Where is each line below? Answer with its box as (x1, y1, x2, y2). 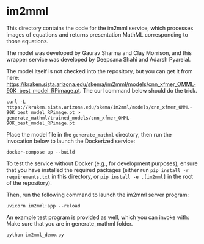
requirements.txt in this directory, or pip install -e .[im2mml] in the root (6, 173, 194, 180)
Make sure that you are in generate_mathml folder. (6, 220, 133, 227)
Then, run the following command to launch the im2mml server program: (6, 191, 189, 198)
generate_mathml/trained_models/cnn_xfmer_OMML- (6, 115, 133, 121)
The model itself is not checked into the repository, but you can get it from (6, 67, 194, 74)
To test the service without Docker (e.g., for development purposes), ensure (6, 160, 198, 167)
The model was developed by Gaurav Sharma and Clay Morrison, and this (6, 49, 192, 56)
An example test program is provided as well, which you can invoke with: (6, 213, 189, 221)
